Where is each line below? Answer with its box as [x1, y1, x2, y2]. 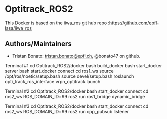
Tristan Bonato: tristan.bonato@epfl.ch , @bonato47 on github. [12, 53, 141, 59]
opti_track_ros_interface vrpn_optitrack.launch [5, 78, 101, 84]
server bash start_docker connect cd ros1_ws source [5, 68, 114, 74]
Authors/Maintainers [5, 40, 72, 48]
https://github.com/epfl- [109, 20, 159, 26]
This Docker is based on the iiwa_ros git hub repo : [5, 20, 110, 26]
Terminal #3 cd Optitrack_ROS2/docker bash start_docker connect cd [5, 103, 149, 109]
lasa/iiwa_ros [5, 25, 32, 31]
